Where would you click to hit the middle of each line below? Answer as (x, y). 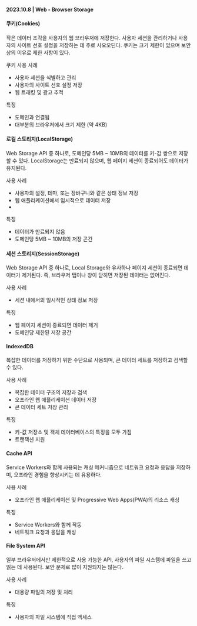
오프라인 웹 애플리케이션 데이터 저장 (56, 400)
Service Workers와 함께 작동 (48, 524)
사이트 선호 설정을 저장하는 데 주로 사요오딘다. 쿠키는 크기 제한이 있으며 (98, 45)
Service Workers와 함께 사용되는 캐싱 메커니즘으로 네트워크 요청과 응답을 (91, 467)
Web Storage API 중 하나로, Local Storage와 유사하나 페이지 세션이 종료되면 (94, 268)
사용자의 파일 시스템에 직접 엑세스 (53, 617)
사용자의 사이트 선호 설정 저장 (48, 85)
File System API (26, 546)
